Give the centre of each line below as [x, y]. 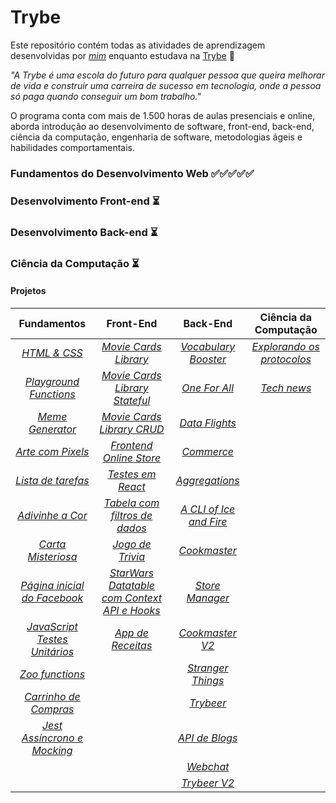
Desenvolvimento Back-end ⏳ [84, 232]
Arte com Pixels [52, 451]
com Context [131, 598]
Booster [208, 359]
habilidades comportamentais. [73, 147]
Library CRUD [132, 429]
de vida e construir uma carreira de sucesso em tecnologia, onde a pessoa [166, 85]
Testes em [132, 474]
